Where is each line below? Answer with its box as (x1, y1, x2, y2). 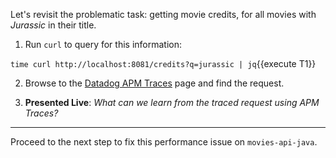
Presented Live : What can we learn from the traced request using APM (24, 97, 320, 108)
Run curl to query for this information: (24, 39, 183, 50)
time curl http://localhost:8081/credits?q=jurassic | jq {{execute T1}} (10, 58, 317, 69)
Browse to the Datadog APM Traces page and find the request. (24, 77, 285, 89)
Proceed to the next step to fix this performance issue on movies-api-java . (10, 136, 318, 148)
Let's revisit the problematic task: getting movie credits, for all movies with (10, 9, 317, 20)
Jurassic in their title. (10, 19, 97, 31)
